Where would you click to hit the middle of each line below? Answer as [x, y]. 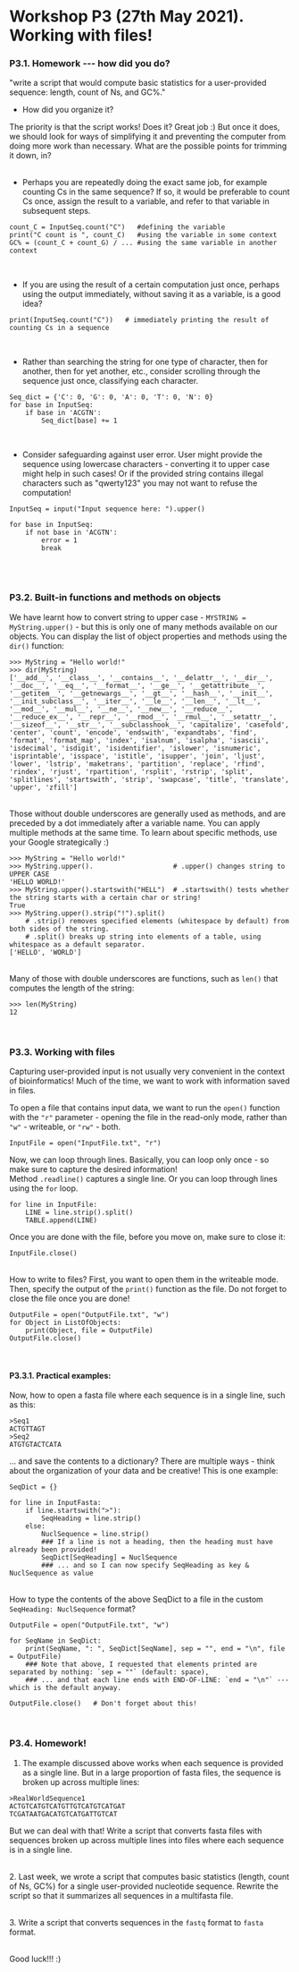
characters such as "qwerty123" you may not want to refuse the [140, 483]
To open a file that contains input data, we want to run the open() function [145, 1108]
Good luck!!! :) [35, 1959]
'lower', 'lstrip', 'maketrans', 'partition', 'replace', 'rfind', [137, 764]
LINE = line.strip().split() [79, 1213]
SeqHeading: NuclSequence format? [73, 1609]
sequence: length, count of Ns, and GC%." [87, 92]
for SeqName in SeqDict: [55, 1641]
